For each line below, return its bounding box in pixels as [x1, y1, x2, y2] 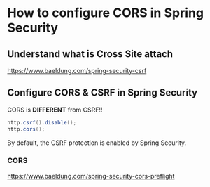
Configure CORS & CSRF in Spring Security [7, 86, 198, 99]
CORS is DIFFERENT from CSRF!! [7, 105, 103, 114]
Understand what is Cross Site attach [7, 48, 174, 60]
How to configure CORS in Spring [7, 5, 204, 21]
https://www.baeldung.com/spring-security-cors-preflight [7, 172, 175, 180]
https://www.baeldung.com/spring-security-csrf [7, 67, 147, 75]
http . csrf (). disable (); [7, 119, 77, 126]
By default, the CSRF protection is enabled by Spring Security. [7, 138, 187, 147]
